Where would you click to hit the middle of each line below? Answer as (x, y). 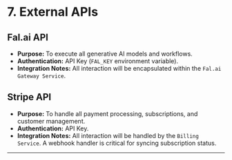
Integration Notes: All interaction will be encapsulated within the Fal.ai (119, 68)
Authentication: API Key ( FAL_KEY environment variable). (98, 61)
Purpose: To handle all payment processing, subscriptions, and (107, 113)
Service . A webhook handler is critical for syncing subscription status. (117, 143)
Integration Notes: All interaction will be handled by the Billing (108, 135)
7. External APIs (53, 12)
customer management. (51, 121)
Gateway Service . (41, 76)
